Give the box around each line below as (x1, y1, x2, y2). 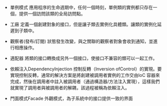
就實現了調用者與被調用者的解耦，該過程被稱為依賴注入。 (10, 85, 130, 90)
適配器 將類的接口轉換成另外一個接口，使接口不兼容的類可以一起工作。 (10, 55, 157, 61)
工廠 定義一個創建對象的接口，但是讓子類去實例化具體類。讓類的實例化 (10, 22, 157, 27)
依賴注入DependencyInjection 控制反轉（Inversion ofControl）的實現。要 (10, 66, 162, 72)
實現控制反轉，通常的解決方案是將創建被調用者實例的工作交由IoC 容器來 (10, 72, 160, 78)
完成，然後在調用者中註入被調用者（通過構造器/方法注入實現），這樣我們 (10, 78, 160, 84)
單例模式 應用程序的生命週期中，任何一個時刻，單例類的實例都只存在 (10, 5, 153, 10)
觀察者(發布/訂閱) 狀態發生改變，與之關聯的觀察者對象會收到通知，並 (10, 38, 153, 44)
